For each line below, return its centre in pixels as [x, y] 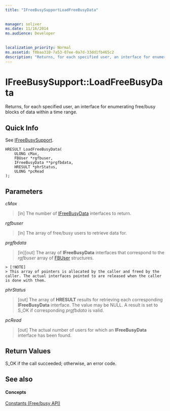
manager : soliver [24, 24]
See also [19, 379]
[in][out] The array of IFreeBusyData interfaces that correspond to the [91, 252]
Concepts [16, 392]
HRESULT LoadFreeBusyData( [34, 150]
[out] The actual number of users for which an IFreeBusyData [82, 330]
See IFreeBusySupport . [29, 140]
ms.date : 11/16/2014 [27, 29]
